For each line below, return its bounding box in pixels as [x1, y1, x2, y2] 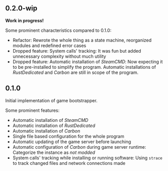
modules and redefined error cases [12, 42, 87, 49]
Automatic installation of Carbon [12, 127, 80, 134]
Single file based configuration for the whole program [12, 133, 124, 139]
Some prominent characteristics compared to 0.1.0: [5, 27, 112, 33]
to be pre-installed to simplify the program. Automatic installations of [12, 64, 156, 70]
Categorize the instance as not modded [12, 149, 95, 155]
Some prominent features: [5, 107, 60, 113]
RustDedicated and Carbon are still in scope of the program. [12, 69, 139, 75]
